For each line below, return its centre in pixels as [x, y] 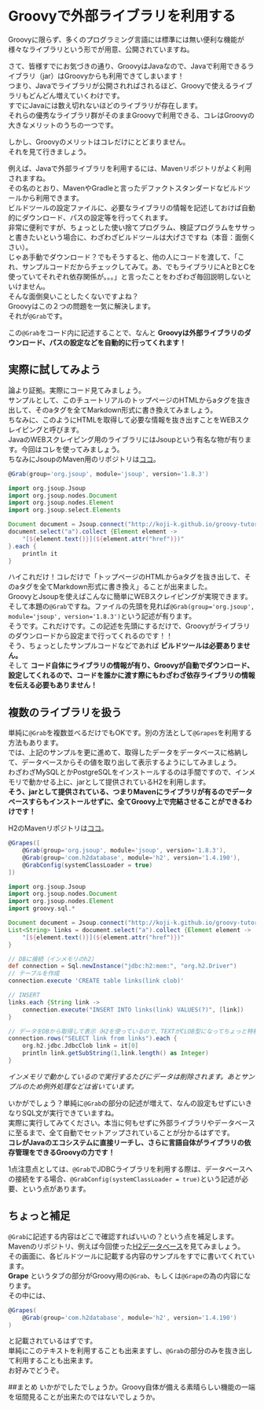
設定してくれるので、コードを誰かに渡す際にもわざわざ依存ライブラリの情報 [132, 675]
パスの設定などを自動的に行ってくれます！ [118, 342]
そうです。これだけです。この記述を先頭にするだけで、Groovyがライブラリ [129, 626]
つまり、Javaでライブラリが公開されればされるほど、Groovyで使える [120, 85]
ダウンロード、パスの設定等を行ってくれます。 [97, 217]
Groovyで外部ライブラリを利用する [122, 16]
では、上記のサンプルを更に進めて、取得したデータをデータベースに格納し [128, 753]
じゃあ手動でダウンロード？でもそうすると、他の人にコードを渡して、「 [123, 257]
